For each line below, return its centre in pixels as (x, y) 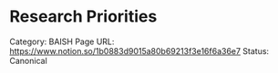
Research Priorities (83, 17)
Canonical (28, 60)
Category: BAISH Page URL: (62, 41)
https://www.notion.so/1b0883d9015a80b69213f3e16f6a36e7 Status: (139, 50)
